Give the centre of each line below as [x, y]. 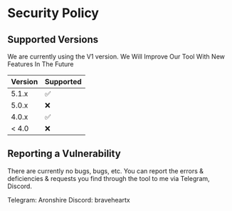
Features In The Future [41, 64]
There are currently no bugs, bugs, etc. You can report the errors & [106, 171]
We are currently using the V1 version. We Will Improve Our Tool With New [116, 56]
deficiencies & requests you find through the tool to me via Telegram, [109, 178]
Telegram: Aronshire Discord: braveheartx [69, 200]
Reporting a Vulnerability [64, 154]
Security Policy [53, 13]
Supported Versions [53, 40]
